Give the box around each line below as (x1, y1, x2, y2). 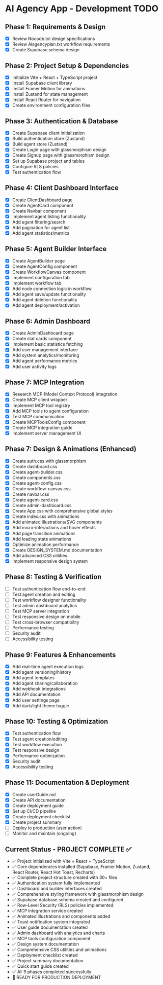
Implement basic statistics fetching (12, 341, 83, 347)
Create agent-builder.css (12, 469, 63, 475)
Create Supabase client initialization (12, 130, 85, 136)
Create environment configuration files (12, 102, 91, 109)
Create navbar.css (12, 491, 50, 497)
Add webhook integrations (12, 686, 66, 692)
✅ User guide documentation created (12, 924, 88, 930)
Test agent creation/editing (12, 736, 67, 742)
